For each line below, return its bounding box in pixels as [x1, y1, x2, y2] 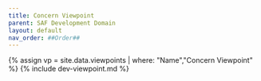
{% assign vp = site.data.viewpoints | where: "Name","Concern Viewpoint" [8, 56, 253, 65]
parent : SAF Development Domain [8, 19, 116, 27]
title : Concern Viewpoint [8, 11, 94, 20]
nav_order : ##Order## [8, 33, 81, 42]
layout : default [8, 26, 62, 34]
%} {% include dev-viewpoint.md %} [8, 64, 129, 74]
